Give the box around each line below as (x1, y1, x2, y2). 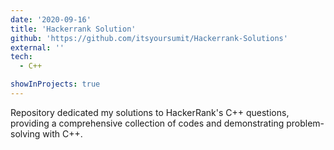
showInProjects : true (10, 79, 101, 90)
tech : (10, 52, 33, 62)
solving (10, 127, 41, 140)
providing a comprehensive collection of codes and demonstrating (10, 117, 285, 129)
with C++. (42, 127, 83, 140)
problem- (286, 117, 325, 129)
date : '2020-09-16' (10, 14, 92, 25)
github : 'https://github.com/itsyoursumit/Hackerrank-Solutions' (10, 33, 288, 43)
